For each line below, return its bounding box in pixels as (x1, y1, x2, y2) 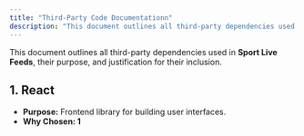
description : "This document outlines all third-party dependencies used (9, 22, 296, 31)
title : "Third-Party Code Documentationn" (9, 13, 173, 23)
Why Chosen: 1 (22, 116, 82, 127)
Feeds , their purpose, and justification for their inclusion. (9, 56, 223, 67)
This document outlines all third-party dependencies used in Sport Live (9, 46, 278, 57)
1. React (9, 83, 55, 98)
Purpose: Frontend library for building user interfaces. (22, 106, 227, 118)
